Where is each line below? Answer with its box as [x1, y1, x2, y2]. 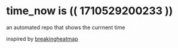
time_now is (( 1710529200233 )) [6, 4, 173, 18]
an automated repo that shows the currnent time [6, 24, 125, 31]
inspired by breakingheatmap [6, 35, 79, 42]
